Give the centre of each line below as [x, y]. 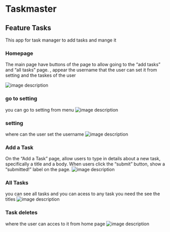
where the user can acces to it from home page [55, 224]
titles [10, 199]
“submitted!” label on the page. [38, 170]
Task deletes [21, 213]
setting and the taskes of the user [41, 75]
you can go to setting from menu [40, 110]
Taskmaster [31, 9]
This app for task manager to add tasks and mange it [61, 40]
